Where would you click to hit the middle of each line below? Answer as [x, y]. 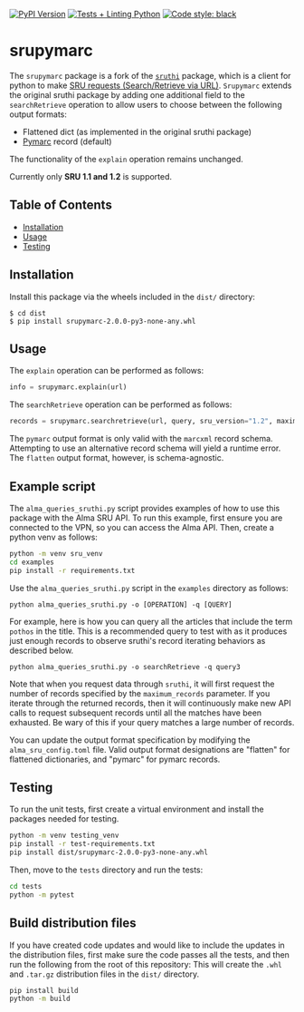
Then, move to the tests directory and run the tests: [106, 870]
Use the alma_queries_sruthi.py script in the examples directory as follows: [149, 588]
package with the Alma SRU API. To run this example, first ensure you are [146, 518]
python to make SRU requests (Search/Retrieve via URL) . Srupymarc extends [151, 85]
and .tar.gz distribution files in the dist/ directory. [104, 974]
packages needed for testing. [64, 819]
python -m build [40, 999]
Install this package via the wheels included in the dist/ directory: [133, 297]
